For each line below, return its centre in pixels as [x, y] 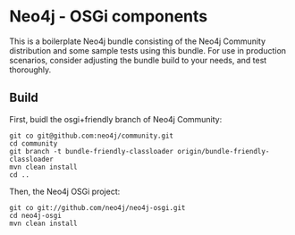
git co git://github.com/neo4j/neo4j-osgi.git [97, 207]
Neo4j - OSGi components [109, 17]
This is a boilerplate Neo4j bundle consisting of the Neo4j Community [138, 41]
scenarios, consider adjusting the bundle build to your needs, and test [138, 60]
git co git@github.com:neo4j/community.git [92, 136]
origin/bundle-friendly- [223, 151]
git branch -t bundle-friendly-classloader [92, 151]
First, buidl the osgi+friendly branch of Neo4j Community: [116, 119]
